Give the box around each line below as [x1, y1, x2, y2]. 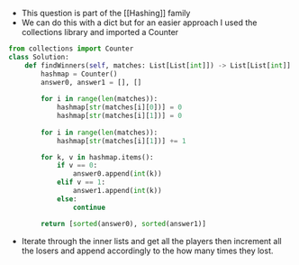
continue [72, 203, 105, 212]
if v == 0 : [56, 161, 98, 170]
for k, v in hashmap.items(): [41, 152, 154, 161]
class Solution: [8, 52, 69, 61]
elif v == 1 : [56, 178, 105, 187]
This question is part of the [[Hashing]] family [21, 8, 191, 18]
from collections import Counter [8, 44, 134, 53]
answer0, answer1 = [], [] [41, 78, 142, 87]
